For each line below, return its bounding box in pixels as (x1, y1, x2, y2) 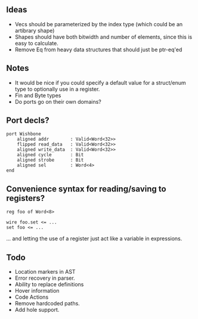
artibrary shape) (14, 27, 55, 34)
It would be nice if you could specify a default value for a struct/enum (14, 79, 186, 86)
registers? (6, 193, 45, 203)
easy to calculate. (14, 39, 58, 47)
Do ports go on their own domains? (14, 98, 101, 105)
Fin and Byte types (14, 92, 61, 99)
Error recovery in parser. (14, 274, 76, 282)
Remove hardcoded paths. (14, 300, 81, 307)
